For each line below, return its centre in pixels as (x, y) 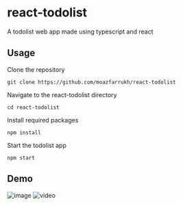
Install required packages (43, 120)
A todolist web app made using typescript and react (80, 31)
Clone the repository (36, 69)
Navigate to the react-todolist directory (62, 94)
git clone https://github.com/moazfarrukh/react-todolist (91, 82)
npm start (21, 158)
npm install (24, 132)
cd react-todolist (33, 107)
